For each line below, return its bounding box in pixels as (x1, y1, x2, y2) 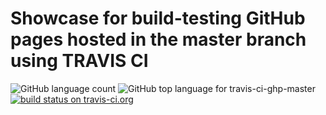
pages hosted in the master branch (10, 28, 307, 51)
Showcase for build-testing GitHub (10, 7, 306, 30)
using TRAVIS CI (10, 50, 149, 72)
